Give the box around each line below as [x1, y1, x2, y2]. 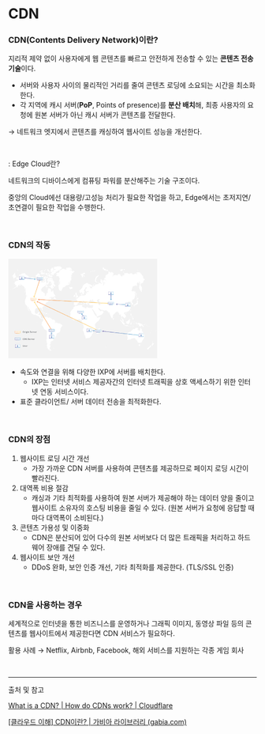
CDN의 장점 [8, 434, 51, 445]
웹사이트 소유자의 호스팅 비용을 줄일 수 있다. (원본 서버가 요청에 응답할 [31, 503, 247, 513]
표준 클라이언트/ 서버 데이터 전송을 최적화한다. [19, 397, 162, 407]
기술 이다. [8, 64, 36, 74]
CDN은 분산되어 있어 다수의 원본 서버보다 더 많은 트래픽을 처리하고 [31, 532, 237, 542]
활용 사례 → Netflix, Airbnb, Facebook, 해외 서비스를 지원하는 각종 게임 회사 [8, 645, 244, 655]
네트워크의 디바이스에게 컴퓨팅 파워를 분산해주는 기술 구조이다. [8, 176, 200, 186]
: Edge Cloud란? [8, 159, 61, 168]
